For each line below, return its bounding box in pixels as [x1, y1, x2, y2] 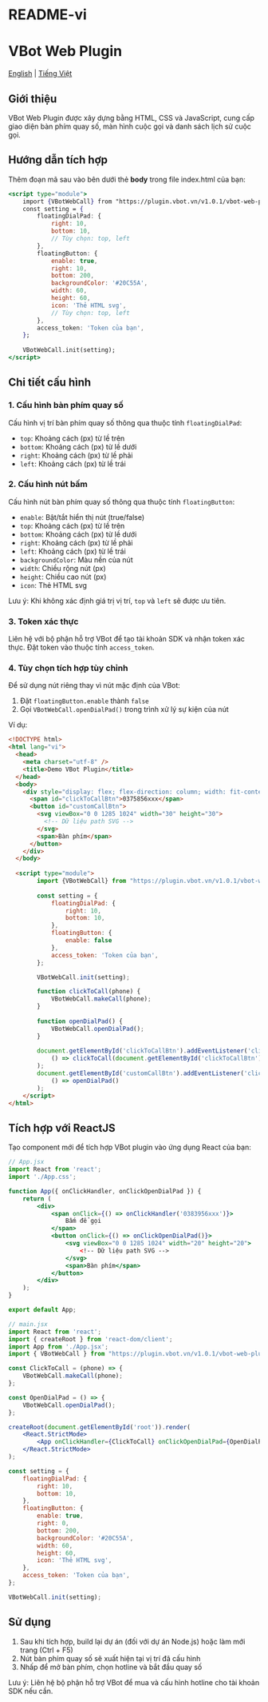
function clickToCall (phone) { [37, 988, 141, 996]
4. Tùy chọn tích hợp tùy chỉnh [8, 662, 128, 673]
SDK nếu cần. [8, 1686, 53, 1696]
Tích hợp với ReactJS [8, 1121, 116, 1135]
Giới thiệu [8, 92, 57, 106]
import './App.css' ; [8, 1173, 77, 1181]
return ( [22, 1194, 52, 1203]
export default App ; [8, 1306, 77, 1314]
